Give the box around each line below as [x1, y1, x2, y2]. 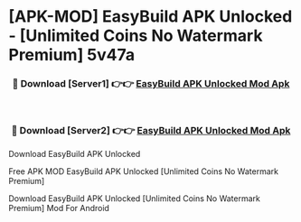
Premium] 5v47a [8, 45, 136, 65]
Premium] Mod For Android [8, 202, 110, 213]
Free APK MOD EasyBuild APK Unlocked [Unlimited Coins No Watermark [8, 165, 279, 177]
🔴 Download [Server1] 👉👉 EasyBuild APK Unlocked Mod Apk [12, 78, 290, 90]
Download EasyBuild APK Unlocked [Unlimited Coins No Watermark [8, 192, 261, 204]
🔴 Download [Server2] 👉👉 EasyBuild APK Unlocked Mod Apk [11, 125, 291, 137]
